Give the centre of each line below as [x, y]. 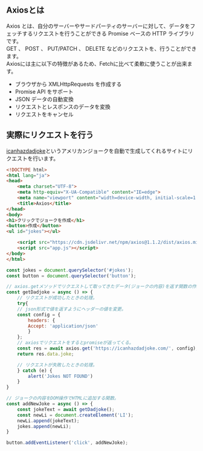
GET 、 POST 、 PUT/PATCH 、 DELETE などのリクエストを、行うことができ [101, 48]
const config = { [39, 315]
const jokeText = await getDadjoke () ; [66, 409]
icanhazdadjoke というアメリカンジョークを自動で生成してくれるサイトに [97, 151]
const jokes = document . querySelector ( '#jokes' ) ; [70, 270]
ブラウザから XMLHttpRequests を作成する [68, 84]
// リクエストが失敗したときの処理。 [57, 365]
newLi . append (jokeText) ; [48, 421]
